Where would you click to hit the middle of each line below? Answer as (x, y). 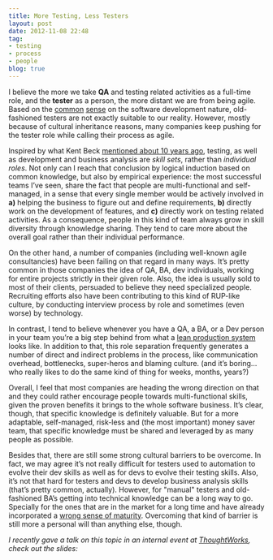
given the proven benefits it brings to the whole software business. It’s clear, (136, 405)
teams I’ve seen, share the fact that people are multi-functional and (121, 185)
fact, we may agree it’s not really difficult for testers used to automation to (132, 463)
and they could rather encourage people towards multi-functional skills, (128, 396)
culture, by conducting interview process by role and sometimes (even (126, 304)
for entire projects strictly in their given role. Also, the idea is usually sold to (134, 278)
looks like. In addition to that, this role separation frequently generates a (129, 346)
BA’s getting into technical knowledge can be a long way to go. (148, 498)
